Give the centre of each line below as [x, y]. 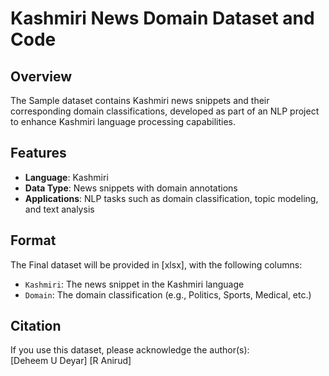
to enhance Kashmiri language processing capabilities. [123, 121]
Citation [36, 326]
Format [33, 240]
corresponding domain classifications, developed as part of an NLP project [165, 111]
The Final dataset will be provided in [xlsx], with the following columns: [156, 264]
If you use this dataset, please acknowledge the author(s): [130, 350]
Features [38, 153]
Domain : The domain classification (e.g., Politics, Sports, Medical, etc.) [168, 294]
